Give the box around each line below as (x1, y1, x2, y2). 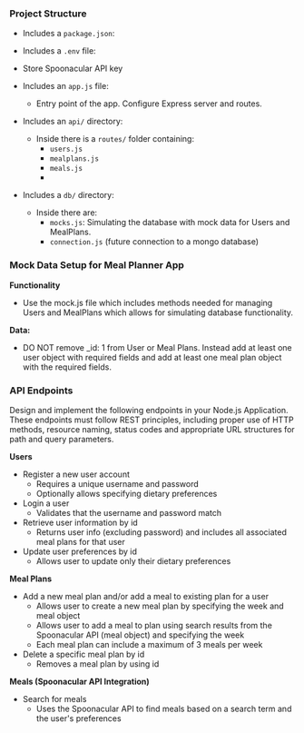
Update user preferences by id (22, 546, 138, 557)
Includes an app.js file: (22, 81, 109, 92)
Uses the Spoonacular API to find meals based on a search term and (35, 703, 292, 714)
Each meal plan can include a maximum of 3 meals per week (35, 639, 263, 649)
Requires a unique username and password (35, 478, 200, 489)
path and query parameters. (9, 433, 114, 444)
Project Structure (9, 7, 87, 20)
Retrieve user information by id (22, 517, 138, 528)
